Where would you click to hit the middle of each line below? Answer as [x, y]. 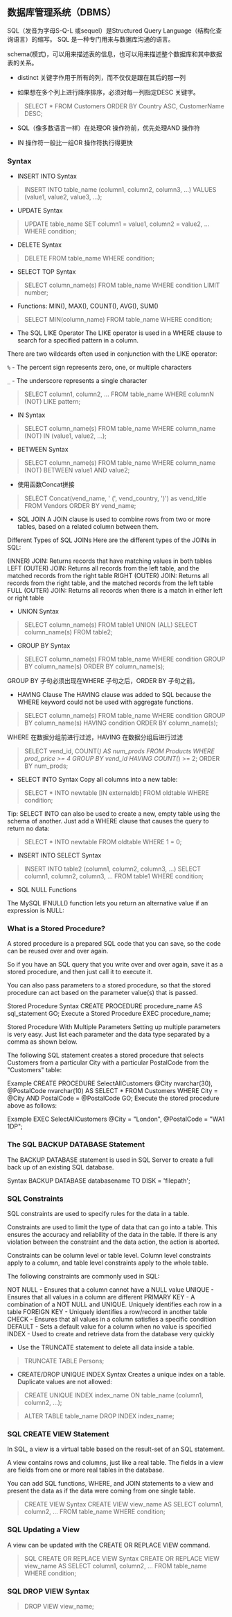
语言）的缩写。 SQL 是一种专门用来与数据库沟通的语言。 [93, 39]
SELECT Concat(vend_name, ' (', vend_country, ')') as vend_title [115, 498]
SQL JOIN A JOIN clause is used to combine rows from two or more [114, 519]
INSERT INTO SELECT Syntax [59, 855]
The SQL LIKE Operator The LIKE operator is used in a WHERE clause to [120, 333]
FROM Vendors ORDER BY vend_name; [80, 506]
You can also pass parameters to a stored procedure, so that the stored [109, 985]
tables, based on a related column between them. [88, 527]
